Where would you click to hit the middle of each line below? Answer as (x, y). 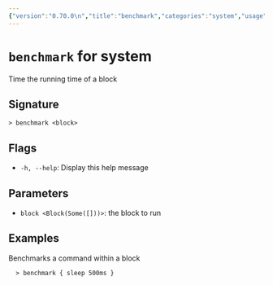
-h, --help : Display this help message (84, 168)
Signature (34, 104)
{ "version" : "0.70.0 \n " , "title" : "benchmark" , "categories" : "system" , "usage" (138, 16)
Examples (34, 238)
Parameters (39, 193)
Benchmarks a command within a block (74, 258)
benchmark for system (80, 56)
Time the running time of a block (63, 79)
